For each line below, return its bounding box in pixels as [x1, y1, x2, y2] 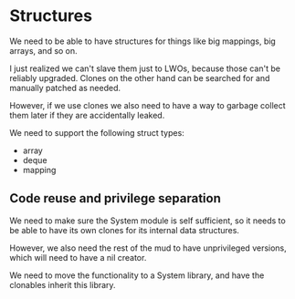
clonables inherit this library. [9, 279, 116, 290]
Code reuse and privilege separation [9, 191, 221, 206]
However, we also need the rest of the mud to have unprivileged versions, [9, 242, 288, 253]
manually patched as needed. [9, 82, 121, 93]
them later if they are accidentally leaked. [9, 109, 165, 120]
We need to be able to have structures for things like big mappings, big [9, 36, 276, 46]
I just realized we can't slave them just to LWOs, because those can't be [9, 63, 281, 74]
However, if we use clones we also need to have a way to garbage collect [9, 99, 286, 110]
